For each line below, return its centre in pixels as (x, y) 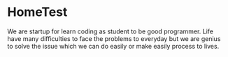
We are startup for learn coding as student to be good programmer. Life (111, 31)
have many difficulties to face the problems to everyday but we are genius (114, 38)
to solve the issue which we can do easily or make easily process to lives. (113, 46)
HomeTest (37, 12)
